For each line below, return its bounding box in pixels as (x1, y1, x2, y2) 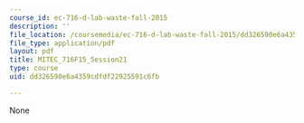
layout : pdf (9, 47, 54, 56)
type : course (9, 64, 59, 73)
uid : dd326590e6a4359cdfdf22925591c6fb (9, 72, 160, 81)
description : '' (9, 22, 71, 31)
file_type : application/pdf (9, 38, 116, 48)
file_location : (9, 30, 67, 39)
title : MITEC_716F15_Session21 (9, 55, 128, 64)
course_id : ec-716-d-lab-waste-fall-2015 (9, 13, 168, 23)
